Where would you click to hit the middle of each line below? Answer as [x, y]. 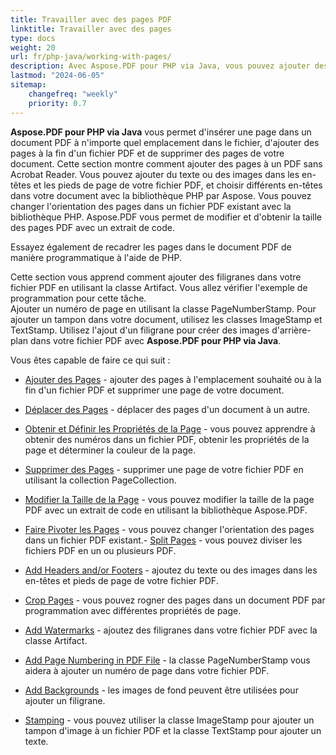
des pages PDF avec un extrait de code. [93, 227]
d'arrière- [291, 330]
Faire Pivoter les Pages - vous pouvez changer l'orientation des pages [169, 529]
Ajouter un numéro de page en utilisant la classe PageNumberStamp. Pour [163, 308]
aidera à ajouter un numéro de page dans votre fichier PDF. [147, 670]
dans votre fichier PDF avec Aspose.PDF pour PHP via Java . [156, 340]
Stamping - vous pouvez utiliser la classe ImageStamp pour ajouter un [169, 720]
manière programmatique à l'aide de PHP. [96, 257]
